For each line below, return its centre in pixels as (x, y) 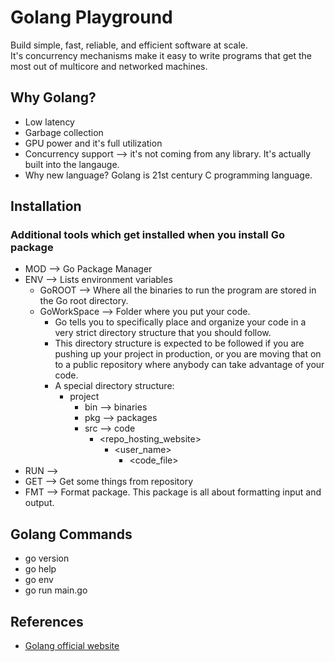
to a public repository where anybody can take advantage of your (189, 365)
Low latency (49, 122)
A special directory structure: (114, 386)
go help (40, 569)
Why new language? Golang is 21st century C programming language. (168, 175)
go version (47, 558)
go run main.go (56, 590)
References (47, 621)
